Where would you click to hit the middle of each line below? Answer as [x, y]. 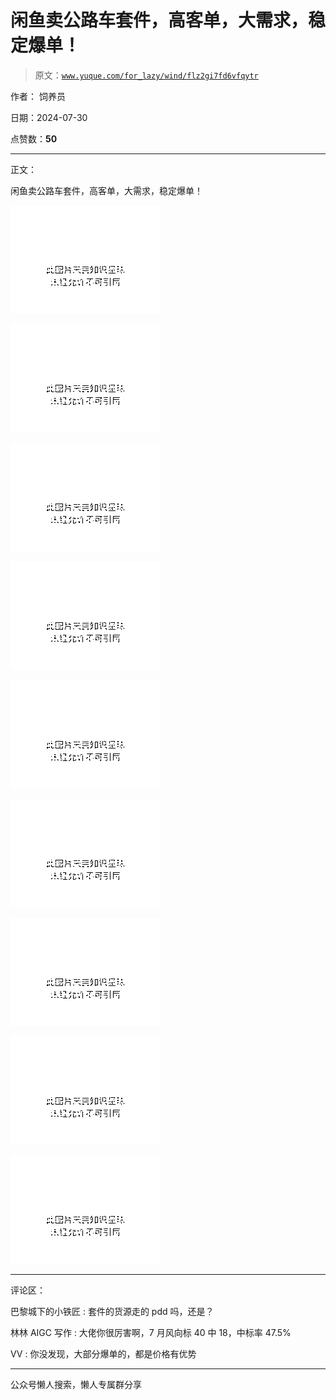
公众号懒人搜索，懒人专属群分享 [76, 1384]
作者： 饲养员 [38, 96]
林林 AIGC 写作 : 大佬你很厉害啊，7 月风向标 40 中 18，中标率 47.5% [151, 1332]
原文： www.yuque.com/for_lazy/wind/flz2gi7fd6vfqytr [146, 75]
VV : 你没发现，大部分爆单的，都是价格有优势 [103, 1353]
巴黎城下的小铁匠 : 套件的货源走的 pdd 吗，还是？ [112, 1311]
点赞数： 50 [34, 138]
